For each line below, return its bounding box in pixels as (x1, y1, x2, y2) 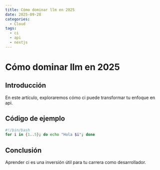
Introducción (5, 81, 46, 90)
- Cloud (9, 21, 26, 26)
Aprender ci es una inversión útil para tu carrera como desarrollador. (5, 159, 146, 165)
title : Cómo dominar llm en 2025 (5, 7, 75, 12)
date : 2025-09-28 (5, 12, 41, 17)
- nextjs (9, 40, 28, 45)
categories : (5, 16, 30, 21)
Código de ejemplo (5, 114, 65, 123)
